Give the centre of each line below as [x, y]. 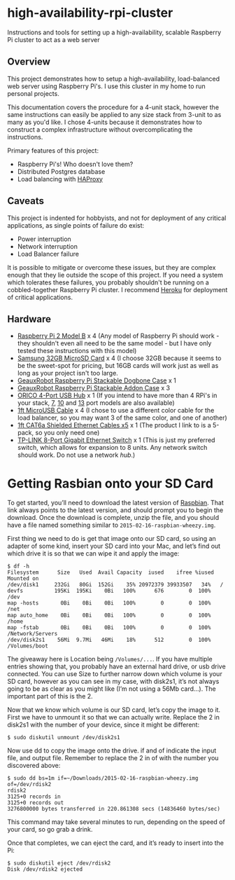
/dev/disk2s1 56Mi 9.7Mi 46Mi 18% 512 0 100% [109, 640]
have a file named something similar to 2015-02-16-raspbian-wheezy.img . [112, 525]
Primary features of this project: [53, 150]
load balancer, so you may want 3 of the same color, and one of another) [122, 418]
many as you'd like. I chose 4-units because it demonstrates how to [105, 122]
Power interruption [44, 239]
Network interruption [48, 246]
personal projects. [33, 93]
